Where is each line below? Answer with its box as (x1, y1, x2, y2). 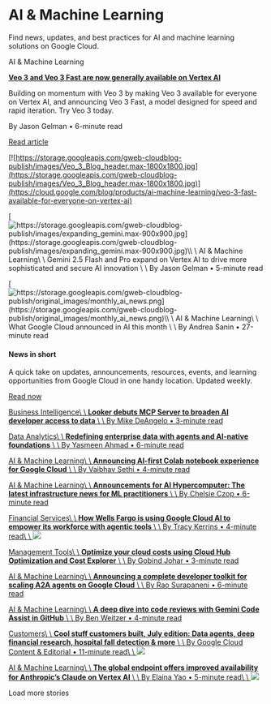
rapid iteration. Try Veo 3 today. (8, 105, 114, 115)
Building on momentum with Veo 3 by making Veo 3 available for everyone (8, 88, 257, 98)
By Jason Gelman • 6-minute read (8, 121, 123, 131)
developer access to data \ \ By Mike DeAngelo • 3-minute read (8, 416, 224, 426)
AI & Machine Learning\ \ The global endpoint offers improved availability (8, 663, 259, 672)
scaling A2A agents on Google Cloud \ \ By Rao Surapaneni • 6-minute (8, 580, 248, 590)
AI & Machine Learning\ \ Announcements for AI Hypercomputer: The (8, 480, 246, 490)
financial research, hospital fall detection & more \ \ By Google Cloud (8, 637, 243, 647)
